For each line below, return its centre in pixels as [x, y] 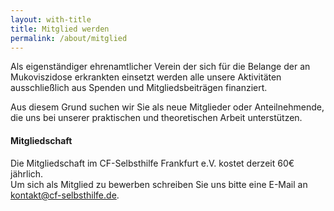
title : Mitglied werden [60, 29]
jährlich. [27, 173]
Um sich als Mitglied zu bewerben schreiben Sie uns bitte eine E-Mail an [159, 184]
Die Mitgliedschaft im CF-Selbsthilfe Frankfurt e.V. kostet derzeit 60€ [152, 163]
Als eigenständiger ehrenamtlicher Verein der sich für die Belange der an [160, 67]
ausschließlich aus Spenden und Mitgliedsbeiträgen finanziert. [139, 88]
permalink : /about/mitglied [69, 38]
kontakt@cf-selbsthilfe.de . [65, 195]
